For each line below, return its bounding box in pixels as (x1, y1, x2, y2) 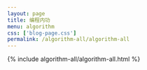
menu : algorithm (7, 23, 55, 30)
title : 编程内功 (7, 17, 50, 24)
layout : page (7, 10, 45, 17)
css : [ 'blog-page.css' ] (7, 29, 77, 37)
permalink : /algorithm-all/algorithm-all (7, 36, 130, 43)
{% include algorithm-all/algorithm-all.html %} (7, 55, 141, 63)
